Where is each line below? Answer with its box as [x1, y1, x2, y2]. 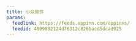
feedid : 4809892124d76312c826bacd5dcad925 [12, 25, 122, 32]
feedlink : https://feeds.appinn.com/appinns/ [12, 20, 130, 26]
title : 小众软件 [6, 8, 44, 15]
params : [6, 14, 26, 20]
